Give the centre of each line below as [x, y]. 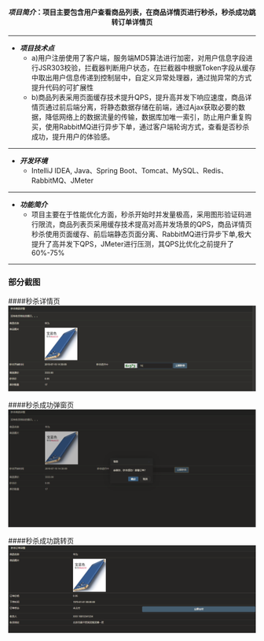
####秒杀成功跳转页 [41, 541]
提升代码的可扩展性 [62, 87]
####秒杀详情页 [34, 301]
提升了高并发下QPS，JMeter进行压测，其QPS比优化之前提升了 [132, 244]
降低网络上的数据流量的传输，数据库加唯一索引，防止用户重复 [145, 117]
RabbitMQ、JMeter [62, 180]
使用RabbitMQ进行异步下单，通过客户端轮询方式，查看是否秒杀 [147, 127]
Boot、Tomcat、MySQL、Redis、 [173, 171]
